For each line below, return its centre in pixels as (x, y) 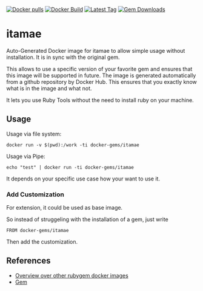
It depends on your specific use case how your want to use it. (83, 179)
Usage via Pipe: (26, 156)
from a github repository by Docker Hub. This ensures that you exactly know (101, 81)
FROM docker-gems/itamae (38, 231)
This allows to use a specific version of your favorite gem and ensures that (99, 69)
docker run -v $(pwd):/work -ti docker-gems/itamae (73, 145)
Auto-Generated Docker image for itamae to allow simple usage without (96, 50)
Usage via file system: (34, 134)
